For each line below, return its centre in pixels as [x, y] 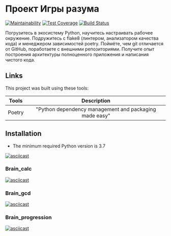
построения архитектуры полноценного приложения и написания [77, 54]
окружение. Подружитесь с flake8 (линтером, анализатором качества [82, 38]
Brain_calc [19, 169]
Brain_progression [28, 218]
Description [96, 101]
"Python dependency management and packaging [96, 109]
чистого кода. [20, 60]
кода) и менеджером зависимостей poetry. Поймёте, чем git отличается [84, 43]
